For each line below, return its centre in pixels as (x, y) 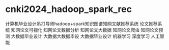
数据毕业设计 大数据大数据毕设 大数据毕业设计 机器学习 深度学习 (82, 36)
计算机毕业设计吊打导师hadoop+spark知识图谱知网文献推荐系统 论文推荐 (81, 23)
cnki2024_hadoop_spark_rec (69, 9)
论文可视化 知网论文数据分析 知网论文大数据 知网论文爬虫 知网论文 (89, 30)
